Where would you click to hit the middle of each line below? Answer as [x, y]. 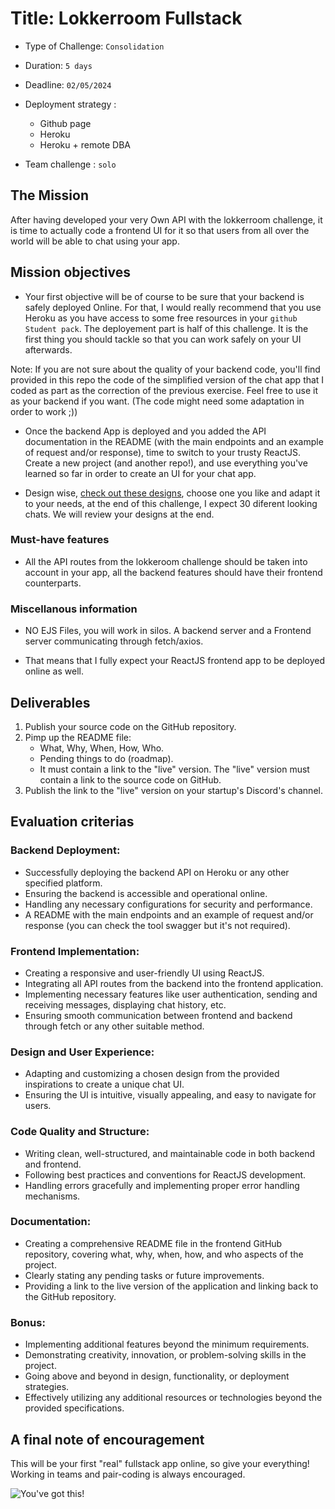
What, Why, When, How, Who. [102, 748]
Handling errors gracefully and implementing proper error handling [162, 1185]
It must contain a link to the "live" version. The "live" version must [174, 769]
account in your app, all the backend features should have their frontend [173, 572]
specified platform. [63, 883]
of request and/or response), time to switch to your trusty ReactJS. [163, 452]
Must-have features [60, 540]
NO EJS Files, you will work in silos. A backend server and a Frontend [168, 631]
